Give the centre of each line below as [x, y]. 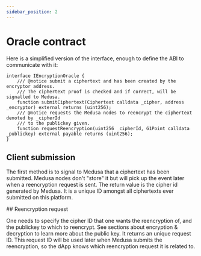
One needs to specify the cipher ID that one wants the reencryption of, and [99, 221]
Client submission [41, 157]
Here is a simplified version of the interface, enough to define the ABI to [95, 58]
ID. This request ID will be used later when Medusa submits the [84, 240]
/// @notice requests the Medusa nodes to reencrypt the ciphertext [105, 113]
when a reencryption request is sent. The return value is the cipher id [92, 185]
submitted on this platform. [40, 198]
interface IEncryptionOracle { [45, 76]
